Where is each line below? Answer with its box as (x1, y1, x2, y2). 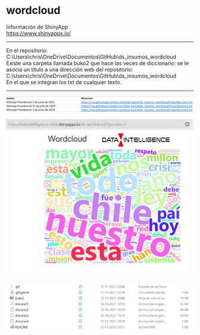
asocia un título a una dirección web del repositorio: (6, 66, 133, 73)
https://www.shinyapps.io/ (6, 29, 71, 36)
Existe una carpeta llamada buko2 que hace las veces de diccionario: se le (6, 59, 189, 66)
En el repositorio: (6, 47, 48, 54)
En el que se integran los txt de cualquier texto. (6, 78, 122, 85)
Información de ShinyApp (6, 23, 68, 30)
